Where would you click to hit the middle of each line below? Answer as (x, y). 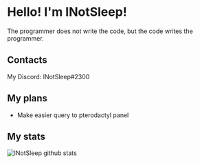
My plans (27, 98)
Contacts (27, 60)
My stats (26, 136)
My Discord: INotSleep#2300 (48, 76)
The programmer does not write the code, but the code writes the (100, 31)
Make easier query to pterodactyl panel (73, 115)
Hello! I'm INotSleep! (67, 12)
